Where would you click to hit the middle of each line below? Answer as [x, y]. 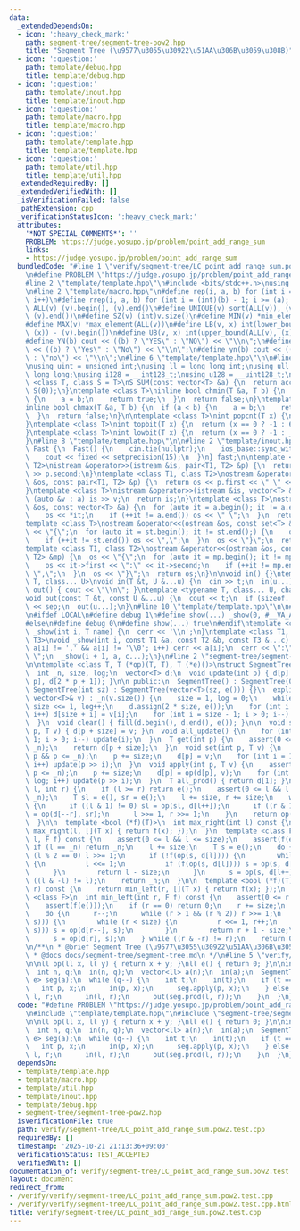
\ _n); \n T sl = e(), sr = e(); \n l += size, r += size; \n [150, 798]
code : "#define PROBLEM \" [67, 1005]
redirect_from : [37, 1188]
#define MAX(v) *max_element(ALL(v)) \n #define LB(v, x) [132, 325]
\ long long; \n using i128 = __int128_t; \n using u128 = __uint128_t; [155, 374]
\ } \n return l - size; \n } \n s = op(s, [146, 872]
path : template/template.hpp [79, 142]
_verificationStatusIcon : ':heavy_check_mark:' [108, 216]
